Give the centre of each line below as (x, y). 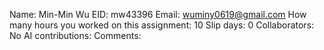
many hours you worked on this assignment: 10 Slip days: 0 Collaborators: (162, 25)
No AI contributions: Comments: (75, 35)
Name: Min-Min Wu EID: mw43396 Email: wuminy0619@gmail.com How (158, 14)
